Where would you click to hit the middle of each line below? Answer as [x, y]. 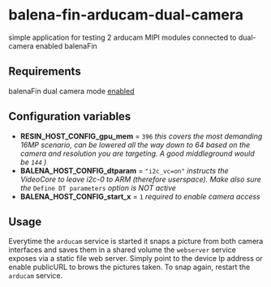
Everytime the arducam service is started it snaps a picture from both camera [136, 242]
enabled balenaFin [66, 45]
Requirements [45, 72]
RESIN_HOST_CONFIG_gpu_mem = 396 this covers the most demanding [141, 136]
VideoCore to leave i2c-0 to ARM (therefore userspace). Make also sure [141, 179]
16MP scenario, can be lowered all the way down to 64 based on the [135, 144]
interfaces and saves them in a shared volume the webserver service [123, 250]
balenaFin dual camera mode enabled [71, 91]
